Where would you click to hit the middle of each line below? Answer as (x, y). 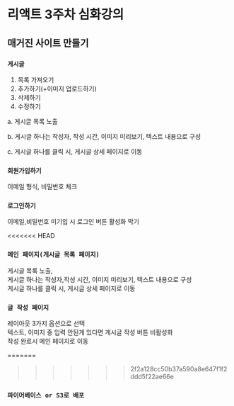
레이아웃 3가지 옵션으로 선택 (46, 324)
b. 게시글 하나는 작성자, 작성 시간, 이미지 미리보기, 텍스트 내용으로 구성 (104, 136)
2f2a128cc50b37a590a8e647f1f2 (179, 369)
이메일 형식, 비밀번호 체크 (42, 187)
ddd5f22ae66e (152, 377)
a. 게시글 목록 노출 (33, 121)
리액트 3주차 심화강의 (66, 15)
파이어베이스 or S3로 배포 (46, 395)
